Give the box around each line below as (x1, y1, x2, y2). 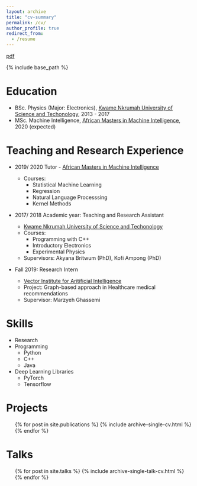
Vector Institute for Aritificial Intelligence (23, 277, 122, 284)
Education (6, 85, 57, 98)
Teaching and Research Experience (6, 144, 184, 157)
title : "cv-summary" (6, 14, 57, 20)
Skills (6, 317, 34, 330)
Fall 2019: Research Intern (14, 266, 79, 273)
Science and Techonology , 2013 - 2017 (14, 110, 110, 117)
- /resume (11, 36, 35, 42)
